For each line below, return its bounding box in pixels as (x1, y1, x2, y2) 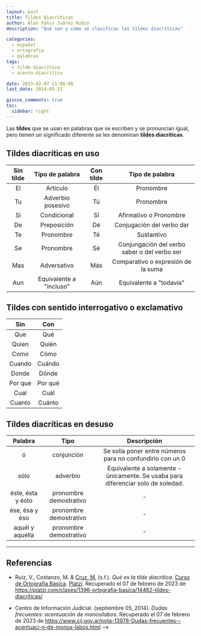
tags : (6, 58, 20, 65)
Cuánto (38, 398, 59, 407)
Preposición (39, 220, 74, 229)
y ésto (15, 496, 33, 505)
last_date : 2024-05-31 (6, 86, 63, 92)
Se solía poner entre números (103, 447, 187, 455)
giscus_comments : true (6, 97, 63, 103)
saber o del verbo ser (121, 247, 182, 256)
